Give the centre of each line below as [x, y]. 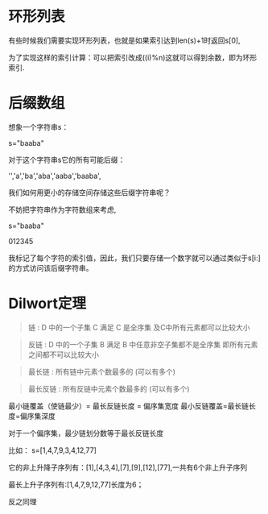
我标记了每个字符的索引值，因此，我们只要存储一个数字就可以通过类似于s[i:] [135, 258]
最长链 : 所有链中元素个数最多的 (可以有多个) [101, 371]
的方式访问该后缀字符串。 [51, 267]
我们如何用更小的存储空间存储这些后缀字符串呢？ [89, 192]
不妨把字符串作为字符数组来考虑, [62, 209]
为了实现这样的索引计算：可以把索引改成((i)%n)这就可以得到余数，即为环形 [133, 57]
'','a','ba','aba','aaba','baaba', [55, 176]
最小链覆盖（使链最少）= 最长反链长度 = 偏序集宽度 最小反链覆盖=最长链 [129, 406]
